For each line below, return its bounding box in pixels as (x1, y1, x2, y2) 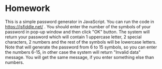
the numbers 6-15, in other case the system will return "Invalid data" (5, 49, 141, 55)
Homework (5, 3, 50, 14)
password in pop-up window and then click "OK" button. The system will (5, 29, 150, 34)
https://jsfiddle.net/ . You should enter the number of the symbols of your (5, 23, 151, 29)
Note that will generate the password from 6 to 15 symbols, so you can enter (5, 44, 157, 50)
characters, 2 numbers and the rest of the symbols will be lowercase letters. (5, 39, 157, 45)
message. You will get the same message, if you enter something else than (5, 54, 154, 60)
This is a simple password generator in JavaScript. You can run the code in (5, 19, 155, 24)
